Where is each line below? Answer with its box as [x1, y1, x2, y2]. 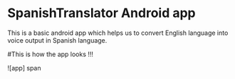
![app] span [7, 63, 41, 72]
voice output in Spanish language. [7, 36, 108, 44]
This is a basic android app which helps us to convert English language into [7, 28, 229, 37]
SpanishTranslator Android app [7, 5, 196, 21]
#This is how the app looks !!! [7, 50, 94, 58]
